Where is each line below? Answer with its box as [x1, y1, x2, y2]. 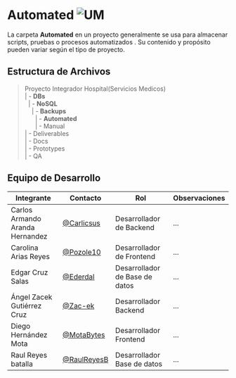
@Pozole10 [62, 247, 101, 257]
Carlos [11, 205, 33, 215]
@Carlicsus [62, 218, 100, 228]
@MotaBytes [62, 329, 105, 339]
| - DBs [24, 92, 46, 100]
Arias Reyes [11, 251, 51, 261]
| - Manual [34, 122, 65, 130]
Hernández [11, 329, 48, 339]
